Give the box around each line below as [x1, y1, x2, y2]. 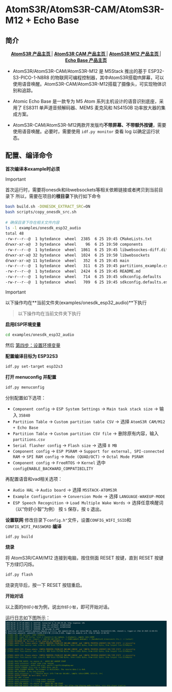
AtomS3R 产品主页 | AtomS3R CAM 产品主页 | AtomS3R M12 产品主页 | [11, 51, 161, 57]
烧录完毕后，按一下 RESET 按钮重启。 [5, 582, 85, 588]
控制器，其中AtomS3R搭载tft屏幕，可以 [81, 74, 164, 81]
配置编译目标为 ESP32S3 [5, 353, 58, 359]
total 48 [5, 231, 24, 236]
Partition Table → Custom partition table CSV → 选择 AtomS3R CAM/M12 [12, 418, 165, 424]
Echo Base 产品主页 [64, 57, 107, 63]
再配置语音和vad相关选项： [5, 476, 63, 482]
